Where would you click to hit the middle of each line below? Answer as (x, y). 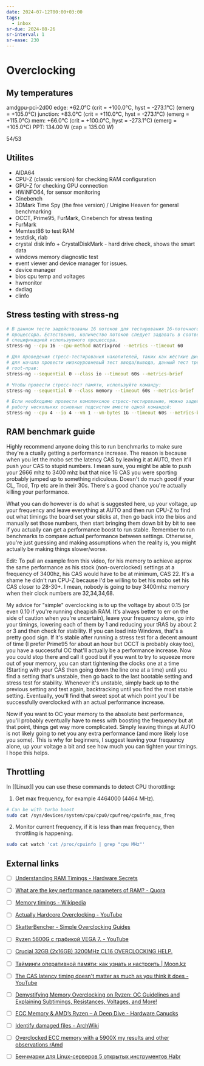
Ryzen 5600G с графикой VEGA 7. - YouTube (72, 939)
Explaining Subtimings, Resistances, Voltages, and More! (86, 1001)
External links (33, 863)
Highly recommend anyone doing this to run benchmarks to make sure (94, 446)
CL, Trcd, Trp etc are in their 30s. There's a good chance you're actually (97, 485)
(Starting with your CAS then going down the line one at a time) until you (97, 670)
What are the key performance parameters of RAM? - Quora (90, 890)
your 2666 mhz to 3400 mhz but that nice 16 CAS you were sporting (92, 472)
